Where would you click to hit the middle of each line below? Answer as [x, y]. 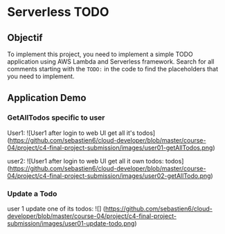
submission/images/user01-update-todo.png [71, 223]
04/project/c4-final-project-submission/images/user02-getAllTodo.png [109, 175]
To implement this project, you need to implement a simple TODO [100, 54]
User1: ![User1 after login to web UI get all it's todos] [81, 133]
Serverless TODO [58, 12]
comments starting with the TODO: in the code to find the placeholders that [113, 69]
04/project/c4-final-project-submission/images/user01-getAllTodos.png [110, 147]
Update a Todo [32, 193]
